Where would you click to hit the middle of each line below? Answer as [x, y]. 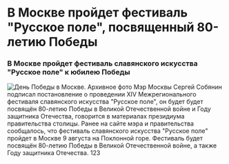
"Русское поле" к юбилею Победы [69, 72]
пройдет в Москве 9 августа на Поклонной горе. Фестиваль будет [105, 139]
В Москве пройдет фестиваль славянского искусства [102, 63]
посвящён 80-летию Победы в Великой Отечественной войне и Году [109, 109]
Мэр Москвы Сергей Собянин [178, 87]
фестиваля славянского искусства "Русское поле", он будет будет [105, 102]
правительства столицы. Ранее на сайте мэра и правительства [101, 124]
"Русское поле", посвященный [101, 27]
